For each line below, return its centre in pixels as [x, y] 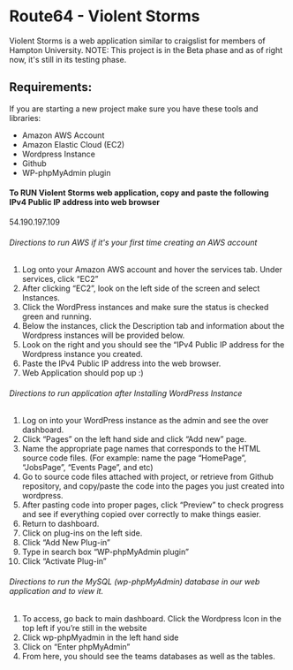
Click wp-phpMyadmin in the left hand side [100, 637]
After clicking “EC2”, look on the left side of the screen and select [141, 288]
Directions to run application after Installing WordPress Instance [126, 393]
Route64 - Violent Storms [105, 16]
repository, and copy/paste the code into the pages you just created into [153, 486]
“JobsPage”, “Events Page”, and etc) [87, 468]
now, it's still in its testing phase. [68, 59]
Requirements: [51, 87]
